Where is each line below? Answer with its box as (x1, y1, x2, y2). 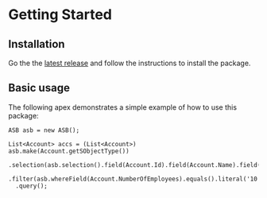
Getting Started (8, 6, 113, 24)
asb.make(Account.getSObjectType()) (8, 147, 130, 155)
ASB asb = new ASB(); (8, 126, 80, 134)
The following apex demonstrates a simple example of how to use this (8, 102, 237, 112)
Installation (8, 37, 65, 51)
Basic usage (8, 81, 70, 95)
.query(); (15, 181, 48, 190)
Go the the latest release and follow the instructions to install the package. (8, 58, 251, 68)
